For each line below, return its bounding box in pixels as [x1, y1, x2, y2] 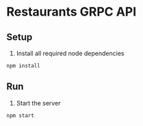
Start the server [16, 99, 61, 107]
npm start [6, 112, 35, 119]
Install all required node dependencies [16, 49, 125, 57]
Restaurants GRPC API [6, 4, 137, 20]
